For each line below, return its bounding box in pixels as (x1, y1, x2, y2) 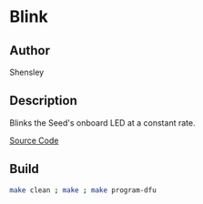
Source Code (9, 135, 59, 146)
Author (9, 43, 50, 58)
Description (9, 93, 77, 108)
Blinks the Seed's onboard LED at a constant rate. (9, 117, 196, 128)
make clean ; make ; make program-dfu (9, 185, 157, 195)
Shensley (9, 66, 45, 77)
